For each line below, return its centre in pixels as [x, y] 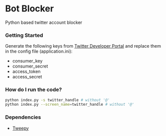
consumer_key [27, 61]
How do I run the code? [34, 90]
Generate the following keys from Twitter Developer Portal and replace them [83, 46]
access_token [26, 71]
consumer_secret [30, 66]
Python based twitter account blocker [44, 22]
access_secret [27, 77]
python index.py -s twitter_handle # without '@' [58, 100]
